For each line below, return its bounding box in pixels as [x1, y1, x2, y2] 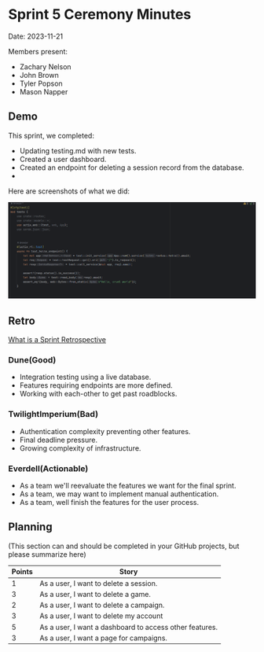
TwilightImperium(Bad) [8, 409, 99, 420]
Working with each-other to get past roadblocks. [19, 389, 178, 399]
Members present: [8, 46, 68, 56]
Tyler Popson [19, 79, 63, 88]
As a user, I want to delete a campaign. [38, 600, 165, 610]
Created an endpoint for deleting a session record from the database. [19, 163, 245, 172]
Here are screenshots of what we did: [8, 186, 130, 196]
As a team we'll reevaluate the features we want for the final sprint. [19, 481, 236, 491]
